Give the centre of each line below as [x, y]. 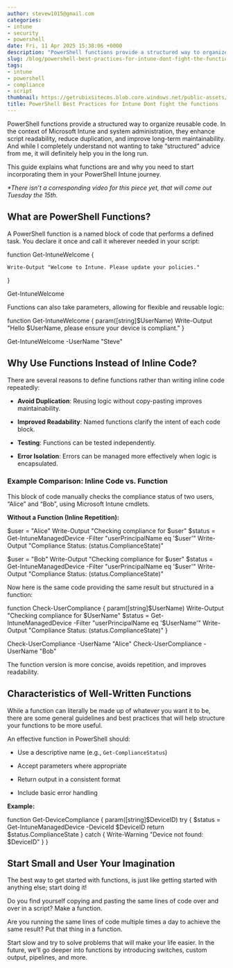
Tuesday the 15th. [33, 195]
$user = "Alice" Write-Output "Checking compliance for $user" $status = [112, 531]
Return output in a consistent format [69, 779]
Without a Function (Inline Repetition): [63, 517]
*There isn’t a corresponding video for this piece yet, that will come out [110, 188]
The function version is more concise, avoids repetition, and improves [107, 664]
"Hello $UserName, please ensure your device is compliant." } [96, 328]
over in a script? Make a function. [55, 908]
